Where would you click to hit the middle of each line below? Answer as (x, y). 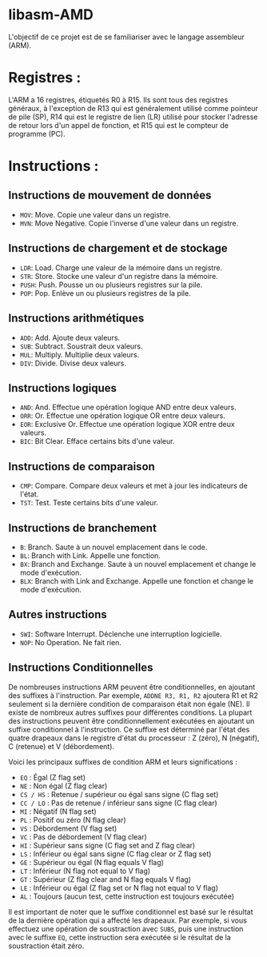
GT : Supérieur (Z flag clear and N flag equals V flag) (106, 879)
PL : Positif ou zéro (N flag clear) (73, 819)
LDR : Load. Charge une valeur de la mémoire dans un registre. (121, 267)
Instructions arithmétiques (76, 319)
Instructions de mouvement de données (110, 195)
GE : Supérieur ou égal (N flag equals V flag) (92, 862)
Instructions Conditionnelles (81, 668)
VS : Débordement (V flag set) (68, 828)
